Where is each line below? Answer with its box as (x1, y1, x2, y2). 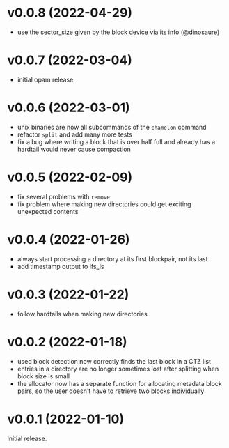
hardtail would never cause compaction (17, 145, 131, 153)
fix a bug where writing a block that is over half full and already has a (17, 137, 216, 146)
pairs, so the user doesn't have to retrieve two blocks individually (17, 387, 205, 395)
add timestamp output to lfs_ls (17, 262, 104, 270)
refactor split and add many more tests (17, 130, 132, 139)
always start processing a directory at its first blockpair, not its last (17, 254, 208, 263)
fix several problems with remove (17, 192, 110, 201)
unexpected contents (17, 207, 79, 215)
